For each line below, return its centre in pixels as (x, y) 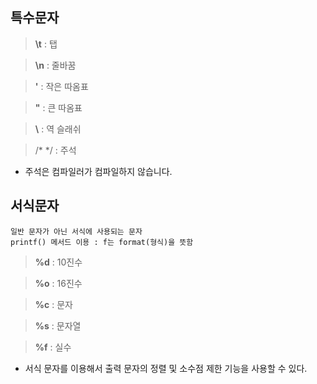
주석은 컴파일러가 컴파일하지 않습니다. (98, 171)
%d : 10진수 (58, 262)
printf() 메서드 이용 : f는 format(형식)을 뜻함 (102, 242)
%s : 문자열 (58, 325)
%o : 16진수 (58, 283)
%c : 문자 (53, 304)
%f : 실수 (53, 347)
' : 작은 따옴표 (61, 86)
